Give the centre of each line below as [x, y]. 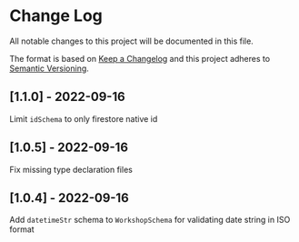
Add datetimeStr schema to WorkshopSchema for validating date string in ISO [150, 220]
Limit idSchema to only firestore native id [84, 118]
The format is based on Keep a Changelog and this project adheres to [140, 58]
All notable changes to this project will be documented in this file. [132, 41]
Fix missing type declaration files [71, 169]
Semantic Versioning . [49, 68]
